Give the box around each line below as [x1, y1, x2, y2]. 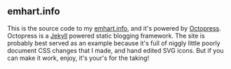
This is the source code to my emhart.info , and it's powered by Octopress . [7, 24, 222, 32]
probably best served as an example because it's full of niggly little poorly [7, 38, 220, 47]
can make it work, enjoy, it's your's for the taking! [7, 54, 149, 62]
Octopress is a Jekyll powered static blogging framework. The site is [7, 31, 205, 40]
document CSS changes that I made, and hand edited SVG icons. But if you [7, 46, 224, 54]
